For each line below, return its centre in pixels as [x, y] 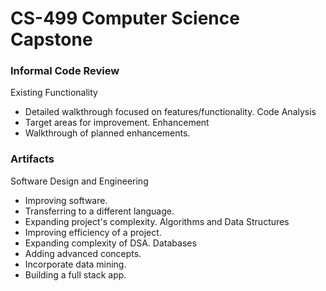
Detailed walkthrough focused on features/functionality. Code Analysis [170, 112]
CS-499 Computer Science [125, 18]
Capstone [51, 39]
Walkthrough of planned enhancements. [107, 133]
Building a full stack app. [75, 274]
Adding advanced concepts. [83, 253]
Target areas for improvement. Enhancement [117, 123]
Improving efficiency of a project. [93, 232]
